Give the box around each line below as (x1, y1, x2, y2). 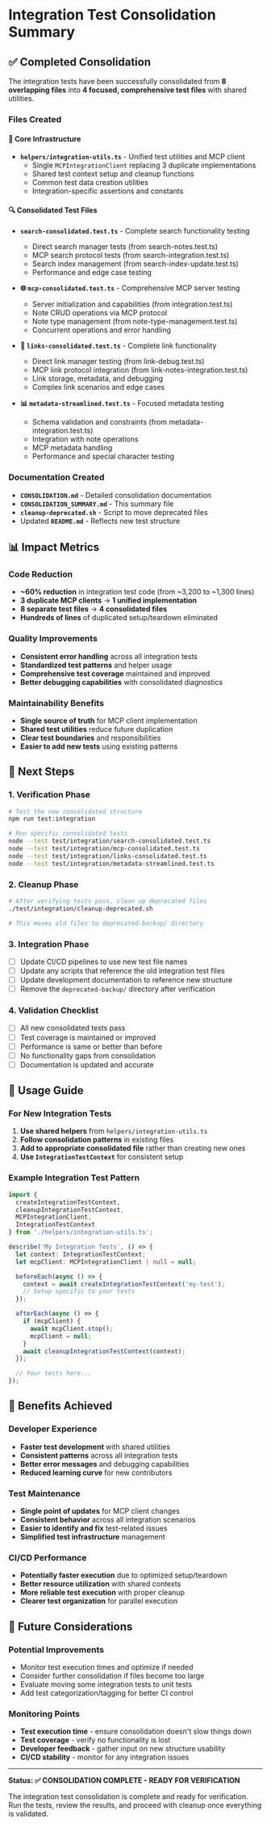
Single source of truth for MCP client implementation (19, 716, 198, 725)
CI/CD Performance (8, 1552, 87, 1563)
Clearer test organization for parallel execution (19, 1596, 178, 1606)
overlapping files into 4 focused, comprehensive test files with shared (8, 85, 248, 95)
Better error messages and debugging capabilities (19, 1459, 190, 1468)
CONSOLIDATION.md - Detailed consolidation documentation (19, 490, 212, 500)
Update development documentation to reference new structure (19, 975, 233, 985)
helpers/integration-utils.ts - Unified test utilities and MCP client (19, 152, 246, 162)
